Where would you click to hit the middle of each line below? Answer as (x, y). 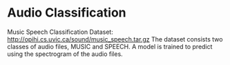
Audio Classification (67, 13)
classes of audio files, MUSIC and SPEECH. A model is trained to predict (110, 46)
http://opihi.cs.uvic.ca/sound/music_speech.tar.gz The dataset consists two (115, 39)
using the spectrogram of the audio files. (65, 54)
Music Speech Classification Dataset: (60, 32)
